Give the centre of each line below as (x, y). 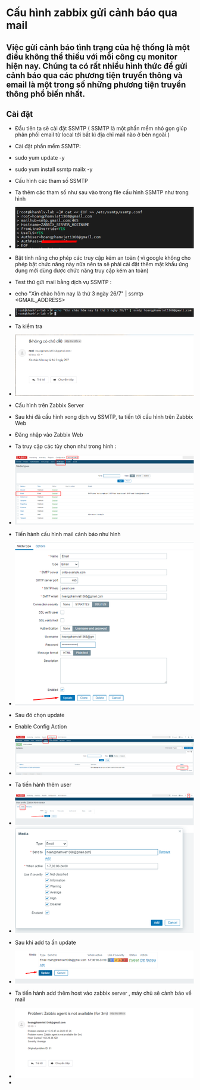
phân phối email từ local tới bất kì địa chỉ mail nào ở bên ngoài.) (92, 135)
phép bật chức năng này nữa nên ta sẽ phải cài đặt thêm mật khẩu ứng (101, 264)
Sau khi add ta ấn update (45, 943)
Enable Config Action (41, 726)
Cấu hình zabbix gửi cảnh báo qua (92, 13)
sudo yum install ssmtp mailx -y (54, 169)
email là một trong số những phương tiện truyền (96, 84)
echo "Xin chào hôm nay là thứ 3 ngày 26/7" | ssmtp (79, 293)
